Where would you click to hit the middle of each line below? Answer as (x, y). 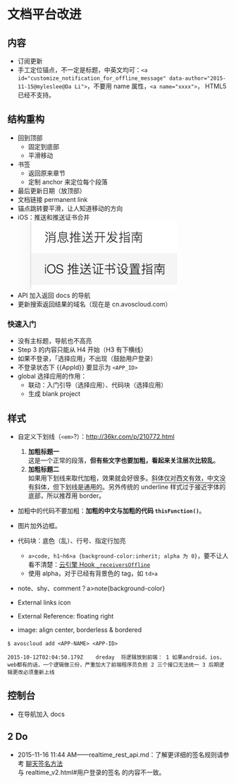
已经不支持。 (36, 95)
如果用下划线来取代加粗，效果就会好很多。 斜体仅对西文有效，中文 (124, 478)
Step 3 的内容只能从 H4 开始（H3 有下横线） (82, 349)
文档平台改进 (45, 14)
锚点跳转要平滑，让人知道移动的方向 (70, 208)
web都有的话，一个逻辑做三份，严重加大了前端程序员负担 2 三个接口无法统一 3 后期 (113, 664)
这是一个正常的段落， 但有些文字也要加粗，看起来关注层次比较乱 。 (124, 460)
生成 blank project (54, 394)
